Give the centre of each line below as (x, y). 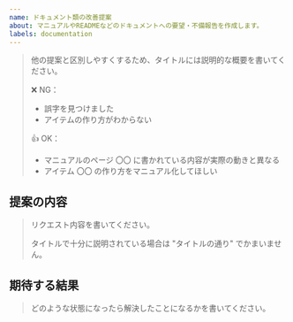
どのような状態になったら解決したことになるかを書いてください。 (150, 308)
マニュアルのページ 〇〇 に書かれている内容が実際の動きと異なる (162, 160)
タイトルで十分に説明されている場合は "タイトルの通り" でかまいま (152, 243)
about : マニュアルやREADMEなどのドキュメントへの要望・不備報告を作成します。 (136, 26)
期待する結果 (44, 285)
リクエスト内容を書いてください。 (92, 225)
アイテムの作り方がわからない (98, 119)
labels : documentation (51, 34)
